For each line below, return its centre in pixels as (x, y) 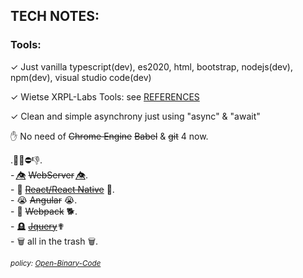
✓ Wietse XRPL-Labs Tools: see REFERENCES (105, 96)
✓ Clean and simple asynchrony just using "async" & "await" (135, 116)
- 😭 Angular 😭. (44, 200)
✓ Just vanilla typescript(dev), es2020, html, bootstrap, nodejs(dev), (151, 66)
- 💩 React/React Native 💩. (62, 189)
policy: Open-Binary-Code (56, 263)
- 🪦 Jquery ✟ (37, 226)
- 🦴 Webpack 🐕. (44, 211)
